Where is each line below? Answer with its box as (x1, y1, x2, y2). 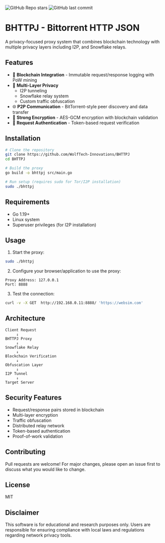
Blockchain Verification (5, 353, 57, 359)
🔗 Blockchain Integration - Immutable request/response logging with (12, 71, 155, 77)
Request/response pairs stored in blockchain (12, 407, 104, 413)
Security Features (5, 393, 62, 402)
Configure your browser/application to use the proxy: (12, 268, 121, 274)
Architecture (5, 314, 46, 323)
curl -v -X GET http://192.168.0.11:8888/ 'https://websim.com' (5, 300, 143, 305)
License (5, 481, 30, 489)
